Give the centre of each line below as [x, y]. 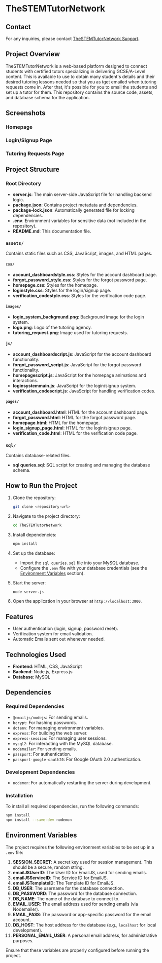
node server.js [28, 592]
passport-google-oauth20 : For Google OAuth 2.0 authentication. [77, 759]
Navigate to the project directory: [46, 516]
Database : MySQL [32, 677]
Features [19, 617]
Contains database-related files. [38, 456]
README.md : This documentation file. [52, 231]
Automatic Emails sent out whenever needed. [59, 639]
